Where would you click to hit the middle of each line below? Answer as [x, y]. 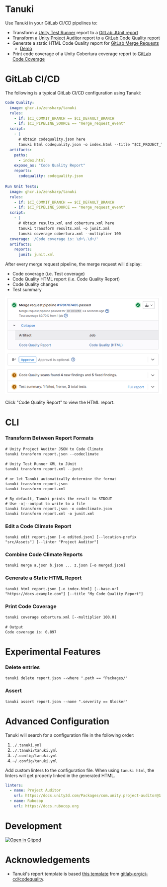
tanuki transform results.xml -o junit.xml [64, 228]
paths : [21, 155]
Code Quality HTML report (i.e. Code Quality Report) [66, 279]
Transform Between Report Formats [49, 438]
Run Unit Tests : [22, 186]
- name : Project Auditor [35, 791]
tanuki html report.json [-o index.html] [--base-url [62, 589]
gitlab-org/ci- [134, 874]
